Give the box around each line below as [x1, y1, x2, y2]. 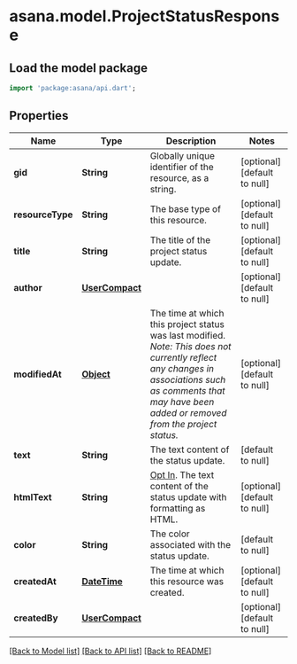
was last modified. [149, 329, 226, 341]
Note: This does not [149, 340, 232, 352]
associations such [149, 373, 226, 386]
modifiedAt [13, 368, 62, 380]
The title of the [149, 233, 211, 246]
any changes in [149, 362, 215, 374]
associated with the [149, 538, 232, 551]
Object [81, 368, 110, 380]
